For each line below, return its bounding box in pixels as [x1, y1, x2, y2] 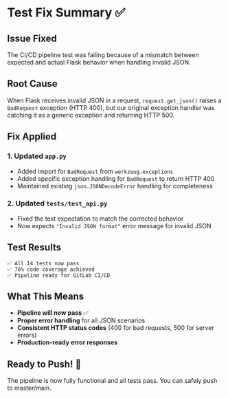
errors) [16, 331, 37, 340]
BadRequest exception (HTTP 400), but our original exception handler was [7, 103, 215, 111]
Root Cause [7, 78, 58, 90]
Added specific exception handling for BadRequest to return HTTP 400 [16, 174, 215, 183]
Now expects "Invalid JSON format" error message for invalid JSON [16, 221, 212, 230]
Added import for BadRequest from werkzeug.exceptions [16, 167, 174, 175]
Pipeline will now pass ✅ [16, 309, 89, 317]
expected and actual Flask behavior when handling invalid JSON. [7, 58, 191, 66]
